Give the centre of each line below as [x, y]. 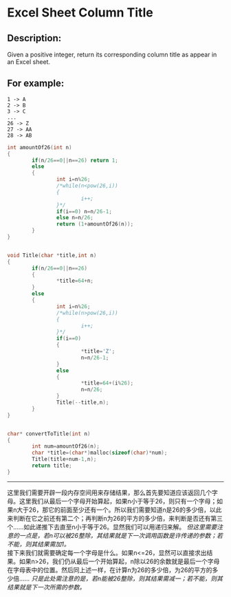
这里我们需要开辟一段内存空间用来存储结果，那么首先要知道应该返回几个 [109, 492]
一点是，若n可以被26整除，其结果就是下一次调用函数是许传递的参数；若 [121, 535]
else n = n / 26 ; [75, 218]
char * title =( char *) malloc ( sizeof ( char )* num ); [100, 453]
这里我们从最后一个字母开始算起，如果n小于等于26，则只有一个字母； [118, 501]
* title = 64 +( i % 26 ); [107, 383]
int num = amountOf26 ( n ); [66, 446]
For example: [36, 84]
